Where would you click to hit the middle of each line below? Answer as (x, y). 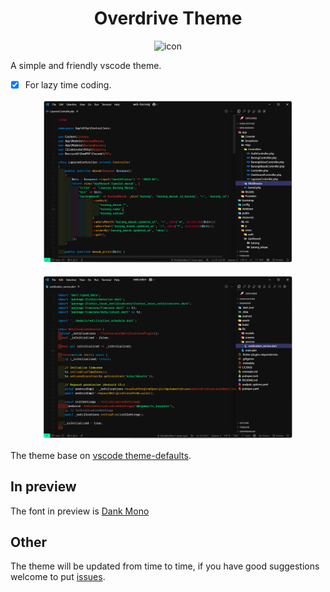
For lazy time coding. (68, 84)
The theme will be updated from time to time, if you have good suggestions (165, 566)
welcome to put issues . (58, 577)
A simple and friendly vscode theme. (86, 65)
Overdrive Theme (168, 18)
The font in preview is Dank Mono (80, 511)
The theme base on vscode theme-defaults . (101, 455)
